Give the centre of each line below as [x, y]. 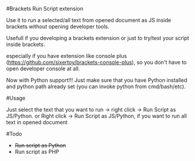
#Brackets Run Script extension [45, 9]
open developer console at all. [43, 69]
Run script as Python [40, 145]
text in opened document [37, 122]
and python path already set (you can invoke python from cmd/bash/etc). [96, 86]
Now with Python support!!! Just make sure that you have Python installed [97, 80]
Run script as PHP [37, 152]
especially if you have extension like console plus [67, 56]
